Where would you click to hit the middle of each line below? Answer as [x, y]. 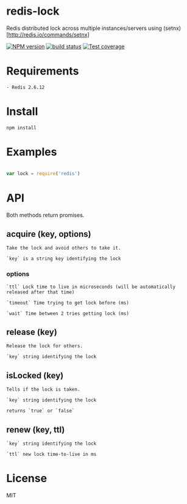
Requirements [43, 71]
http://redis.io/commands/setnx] [49, 34]
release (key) [32, 332]
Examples [32, 152]
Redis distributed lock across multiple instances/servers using [84, 28]
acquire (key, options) [49, 234]
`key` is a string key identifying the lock [64, 259]
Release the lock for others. [45, 346]
